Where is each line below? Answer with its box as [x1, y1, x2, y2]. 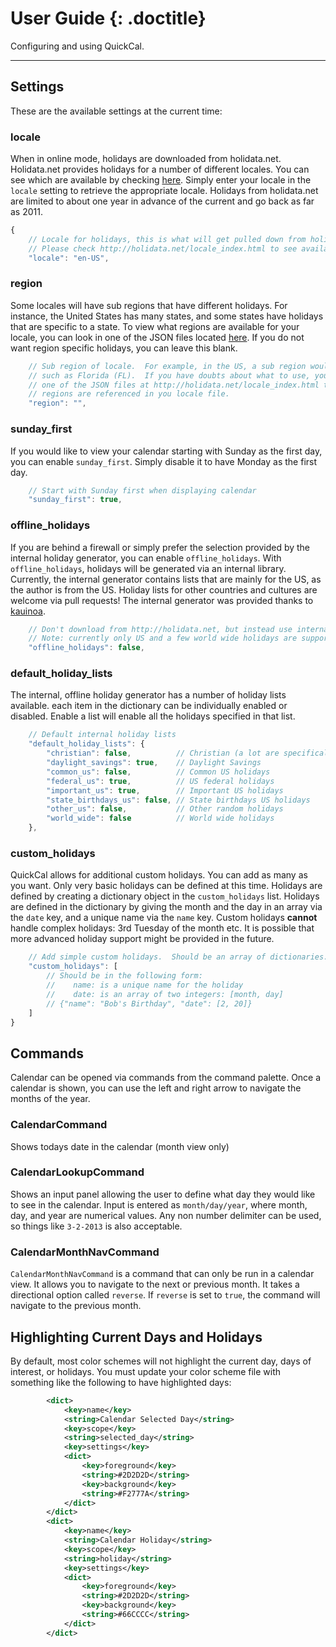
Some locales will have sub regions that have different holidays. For [10, 299, 288, 311]
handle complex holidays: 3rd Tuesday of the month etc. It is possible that [10, 922, 315, 934]
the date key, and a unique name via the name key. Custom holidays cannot [10, 912, 318, 924]
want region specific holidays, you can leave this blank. [10, 342, 238, 354]
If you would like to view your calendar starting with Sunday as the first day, [10, 445, 323, 457]
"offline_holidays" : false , [28, 643, 145, 653]
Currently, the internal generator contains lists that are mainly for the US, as [10, 573, 322, 585]
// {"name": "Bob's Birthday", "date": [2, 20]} [46, 998, 253, 1009]
